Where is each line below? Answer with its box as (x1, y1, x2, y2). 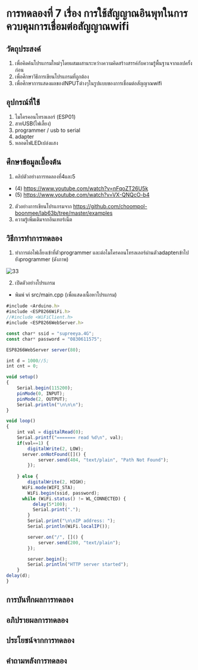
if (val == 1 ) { (17, 440, 49, 446)
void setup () (6, 374, 39, 380)
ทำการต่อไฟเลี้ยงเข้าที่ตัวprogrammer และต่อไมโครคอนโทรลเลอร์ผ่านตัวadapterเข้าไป (14, 249, 189, 257)
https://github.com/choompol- (73, 202, 147, 209)
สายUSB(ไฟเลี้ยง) (14, 120, 52, 127)
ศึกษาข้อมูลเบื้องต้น (6, 157, 61, 167)
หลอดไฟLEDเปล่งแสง (14, 139, 58, 146)
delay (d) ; (6, 573, 31, 579)
